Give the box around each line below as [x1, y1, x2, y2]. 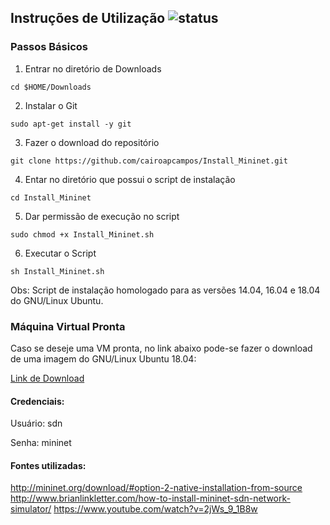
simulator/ [10, 503, 52, 515]
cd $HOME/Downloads [10, 82, 92, 92]
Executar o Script [24, 247, 97, 259]
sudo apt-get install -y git [10, 119, 132, 129]
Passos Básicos [10, 40, 89, 54]
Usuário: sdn [10, 417, 63, 430]
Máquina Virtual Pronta [10, 319, 126, 333]
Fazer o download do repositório [24, 136, 160, 148]
